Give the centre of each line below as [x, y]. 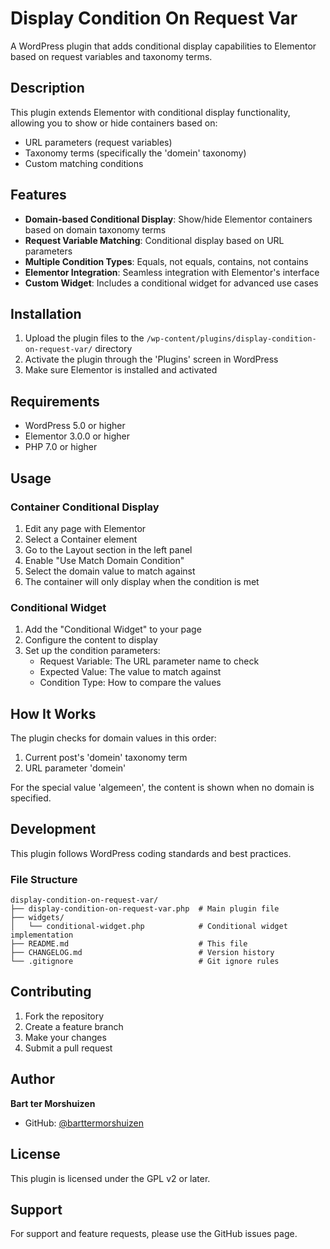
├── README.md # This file [129, 944]
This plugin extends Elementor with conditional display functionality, [150, 112]
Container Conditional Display [85, 507]
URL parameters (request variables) [98, 142]
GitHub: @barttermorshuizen [84, 1123]
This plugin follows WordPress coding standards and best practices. [151, 853]
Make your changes [65, 1037]
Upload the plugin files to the [84, 338]
